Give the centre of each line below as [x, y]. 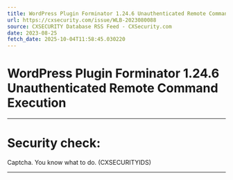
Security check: [54, 143]
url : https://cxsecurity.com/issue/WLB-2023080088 [82, 20]
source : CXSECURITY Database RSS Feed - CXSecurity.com [89, 26]
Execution [37, 103]
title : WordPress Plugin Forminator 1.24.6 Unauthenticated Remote [107, 13]
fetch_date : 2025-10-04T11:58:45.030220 [67, 39]
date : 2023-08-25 [32, 33]
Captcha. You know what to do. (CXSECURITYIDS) [79, 162]
